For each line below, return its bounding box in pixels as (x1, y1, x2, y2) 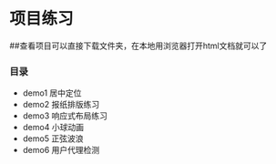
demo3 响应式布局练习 (22, 110, 107, 121)
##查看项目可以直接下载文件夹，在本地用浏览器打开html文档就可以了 (9, 40, 268, 51)
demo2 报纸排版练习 (22, 99, 100, 110)
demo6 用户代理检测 (22, 145, 100, 156)
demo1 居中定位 (22, 87, 82, 98)
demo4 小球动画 (22, 122, 85, 133)
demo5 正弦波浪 (22, 133, 84, 144)
